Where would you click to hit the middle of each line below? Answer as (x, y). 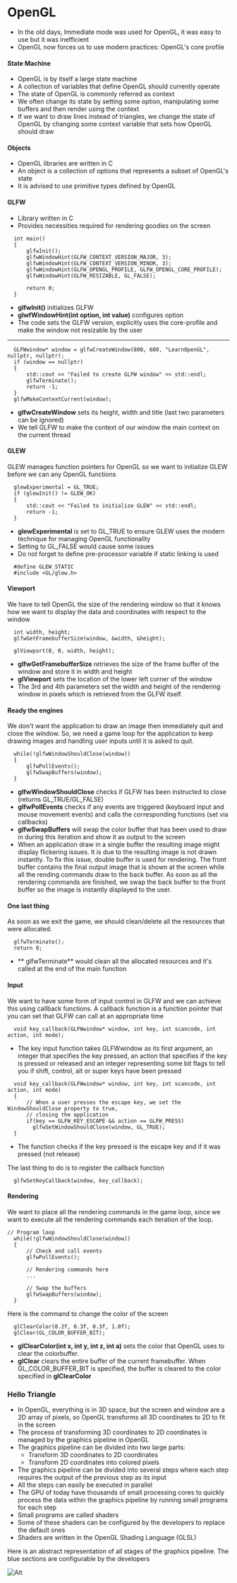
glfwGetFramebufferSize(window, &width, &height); (90, 638)
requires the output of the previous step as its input (92, 1478)
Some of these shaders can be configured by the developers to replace (121, 1523)
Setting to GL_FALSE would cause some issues (85, 546)
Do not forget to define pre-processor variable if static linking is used (118, 553)
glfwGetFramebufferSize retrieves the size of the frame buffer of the (118, 664)
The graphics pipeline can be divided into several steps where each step (123, 1470)
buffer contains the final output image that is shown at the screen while (121, 867)
